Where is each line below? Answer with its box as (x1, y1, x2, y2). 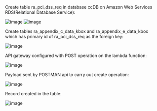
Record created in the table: (5, 91, 62, 96)
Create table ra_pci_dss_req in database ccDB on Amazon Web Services (5, 4, 153, 10)
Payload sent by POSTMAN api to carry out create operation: (5, 72, 129, 78)
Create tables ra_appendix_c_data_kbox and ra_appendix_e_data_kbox (5, 28, 148, 34)
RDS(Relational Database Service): (5, 9, 76, 15)
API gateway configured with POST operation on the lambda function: (5, 53, 147, 58)
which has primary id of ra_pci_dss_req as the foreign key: (5, 34, 124, 39)
